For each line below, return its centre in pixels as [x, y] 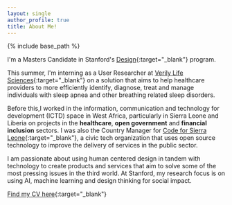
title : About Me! [32, 26]
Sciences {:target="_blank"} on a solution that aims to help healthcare [106, 80]
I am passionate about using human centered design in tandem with [104, 159]
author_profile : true [38, 20]
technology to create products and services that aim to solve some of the [112, 166]
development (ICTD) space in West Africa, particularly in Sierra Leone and [113, 116]
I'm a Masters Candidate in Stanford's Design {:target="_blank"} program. [111, 60]
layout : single [29, 14]
